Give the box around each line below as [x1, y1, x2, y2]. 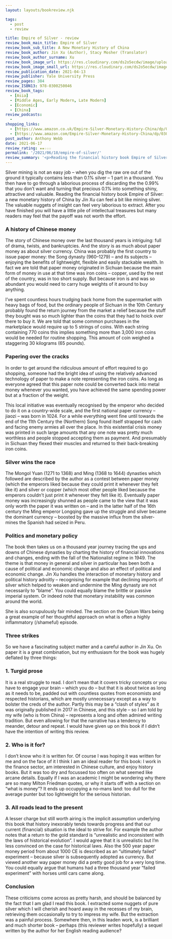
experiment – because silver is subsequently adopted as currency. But [5, 854, 154, 860]
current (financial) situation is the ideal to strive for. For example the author [5, 826, 163, 833]
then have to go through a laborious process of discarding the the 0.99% [5, 180, 159, 186]
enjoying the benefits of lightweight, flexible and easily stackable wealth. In [5, 259, 164, 265]
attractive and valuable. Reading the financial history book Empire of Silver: [5, 191, 164, 197]
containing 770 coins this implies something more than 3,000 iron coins [5, 329, 156, 336]
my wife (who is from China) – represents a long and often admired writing [5, 712, 162, 718]
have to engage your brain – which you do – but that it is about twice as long [5, 685, 166, 691]
